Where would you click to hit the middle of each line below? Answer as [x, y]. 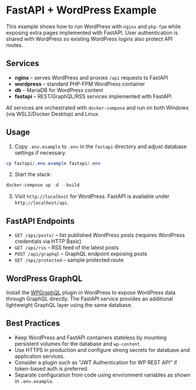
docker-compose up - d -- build [43, 185]
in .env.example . [34, 381]
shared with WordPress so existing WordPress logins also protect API [90, 39]
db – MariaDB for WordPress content [59, 90]
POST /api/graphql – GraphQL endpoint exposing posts [81, 254]
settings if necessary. [40, 152]
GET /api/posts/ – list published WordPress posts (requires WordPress [100, 235]
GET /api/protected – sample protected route [69, 260]
